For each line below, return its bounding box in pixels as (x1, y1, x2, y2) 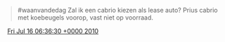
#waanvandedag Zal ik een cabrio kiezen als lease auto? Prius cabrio (17, 6, 218, 14)
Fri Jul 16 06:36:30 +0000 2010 (6, 27, 99, 35)
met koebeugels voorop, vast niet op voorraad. (17, 13, 153, 22)
